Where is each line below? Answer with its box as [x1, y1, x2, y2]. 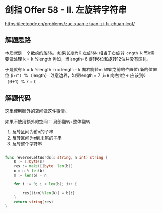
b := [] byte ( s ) [14, 159, 45, 164]
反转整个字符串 [12, 141, 42, 146]
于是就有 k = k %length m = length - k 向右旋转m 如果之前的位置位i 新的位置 [5, 66, 157, 72]
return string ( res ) [14, 199, 54, 204]
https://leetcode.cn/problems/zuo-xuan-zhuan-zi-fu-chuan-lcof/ [5, 20, 135, 27]
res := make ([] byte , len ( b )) [14, 164, 73, 169]
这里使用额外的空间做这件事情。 [5, 108, 69, 114]
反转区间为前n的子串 [12, 128, 54, 134]
